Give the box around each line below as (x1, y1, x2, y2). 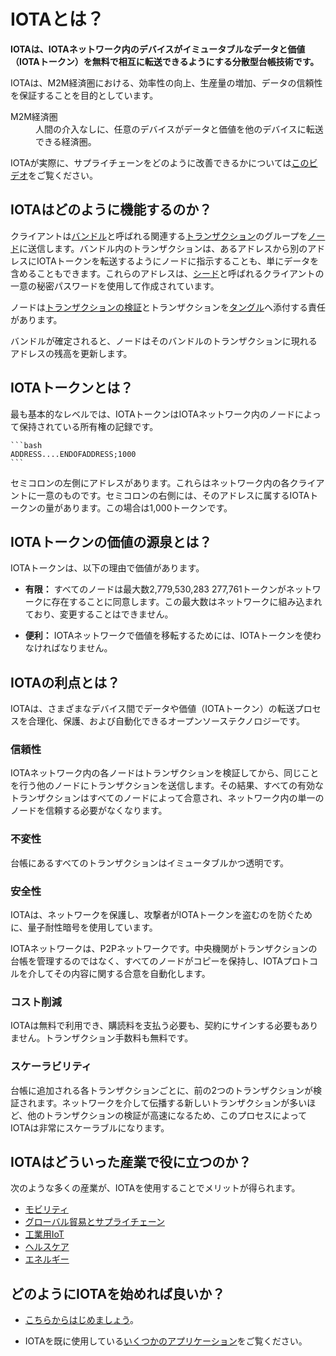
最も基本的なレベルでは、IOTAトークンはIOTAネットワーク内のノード (10, 408, 296, 420)
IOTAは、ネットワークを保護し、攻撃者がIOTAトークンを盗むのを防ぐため (10, 909, 313, 921)
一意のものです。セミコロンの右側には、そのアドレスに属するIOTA (36, 489, 310, 501)
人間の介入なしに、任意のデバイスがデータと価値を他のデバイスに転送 (35, 123, 324, 135)
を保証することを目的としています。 (10, 89, 159, 101)
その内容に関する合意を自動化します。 (53, 968, 211, 980)
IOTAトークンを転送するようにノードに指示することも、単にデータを (36, 255, 320, 267)
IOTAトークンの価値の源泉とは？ (10, 533, 213, 550)
